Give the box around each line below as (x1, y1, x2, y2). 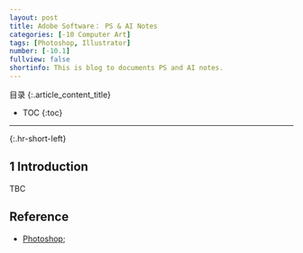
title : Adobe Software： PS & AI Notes (9, 22, 158, 31)
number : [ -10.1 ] (9, 47, 70, 56)
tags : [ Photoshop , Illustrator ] (9, 38, 131, 48)
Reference (9, 209, 69, 225)
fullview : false (9, 55, 70, 64)
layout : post (9, 13, 59, 23)
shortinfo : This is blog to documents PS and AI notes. (9, 64, 224, 73)
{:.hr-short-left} (9, 132, 67, 144)
